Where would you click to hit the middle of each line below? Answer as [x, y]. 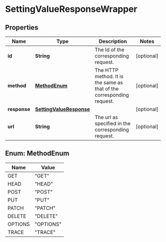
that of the [107, 89]
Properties [22, 28]
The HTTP [106, 70]
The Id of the [109, 50]
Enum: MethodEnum [37, 153]
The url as [106, 117]
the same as [109, 83]
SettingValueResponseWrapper [71, 9]
